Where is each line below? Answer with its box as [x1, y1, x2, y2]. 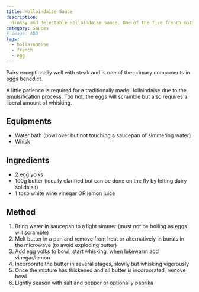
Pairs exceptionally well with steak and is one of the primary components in [6, 69, 191, 76]
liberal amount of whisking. [6, 99, 72, 106]
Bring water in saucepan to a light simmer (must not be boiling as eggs [14, 223, 188, 230]
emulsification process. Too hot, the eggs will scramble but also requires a [6, 93, 188, 100]
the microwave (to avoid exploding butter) [14, 242, 117, 249]
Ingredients [6, 155, 50, 166]
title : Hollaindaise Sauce [6, 8, 73, 15]
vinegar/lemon [14, 254, 50, 261]
